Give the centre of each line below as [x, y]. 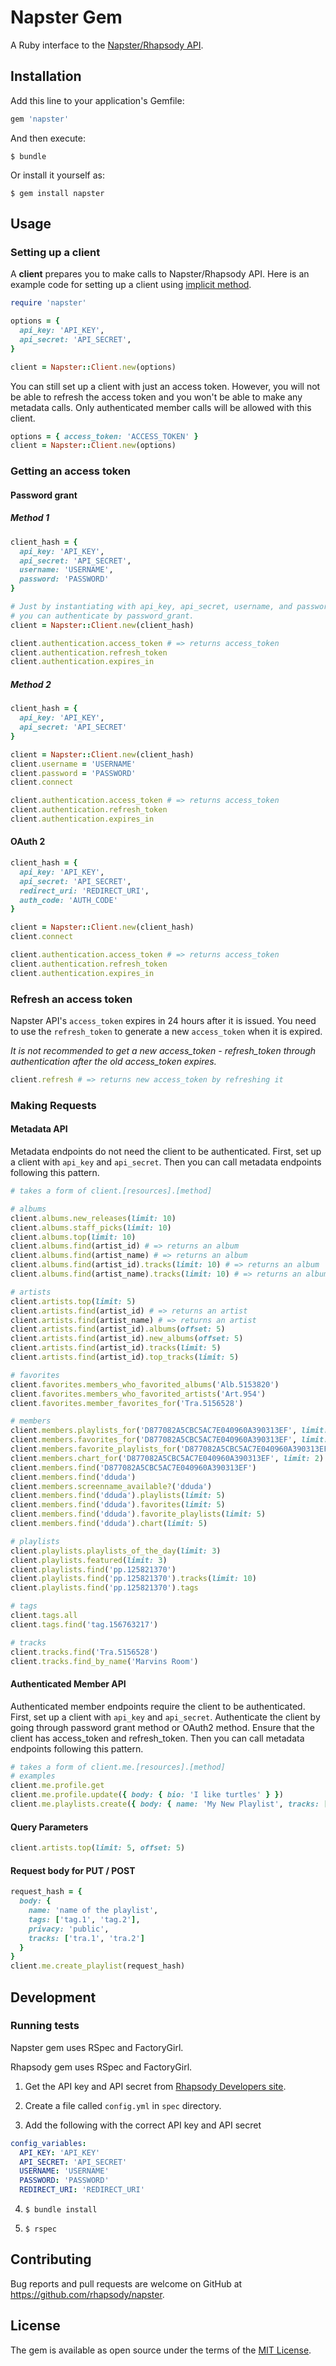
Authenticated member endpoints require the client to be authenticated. [158, 1706]
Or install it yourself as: [57, 175]
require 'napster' [48, 303]
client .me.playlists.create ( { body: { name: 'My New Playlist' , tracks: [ [169, 1804]
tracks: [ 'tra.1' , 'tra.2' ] [86, 1938]
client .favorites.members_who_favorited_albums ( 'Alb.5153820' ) [145, 1384]
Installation [46, 76]
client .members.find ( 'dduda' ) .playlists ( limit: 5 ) [118, 1496]
